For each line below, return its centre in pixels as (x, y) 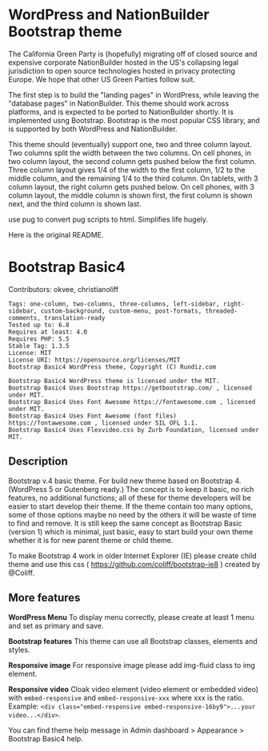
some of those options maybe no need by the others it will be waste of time (132, 514)
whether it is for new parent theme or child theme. (91, 540)
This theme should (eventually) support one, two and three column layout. (130, 144)
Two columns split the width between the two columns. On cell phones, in (130, 153)
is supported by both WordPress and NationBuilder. (93, 129)
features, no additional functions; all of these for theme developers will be (130, 497)
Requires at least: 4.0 (48, 332)
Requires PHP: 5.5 (39, 339)
